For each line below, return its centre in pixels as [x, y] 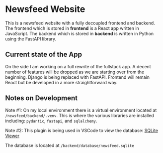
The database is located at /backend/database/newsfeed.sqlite [70, 145]
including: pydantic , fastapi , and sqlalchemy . [51, 121]
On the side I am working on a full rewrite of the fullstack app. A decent [78, 66]
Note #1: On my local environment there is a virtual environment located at [81, 110]
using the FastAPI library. [31, 39]
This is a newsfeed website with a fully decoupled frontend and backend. [80, 23]
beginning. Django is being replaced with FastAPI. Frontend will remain [78, 77]
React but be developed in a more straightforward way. [61, 82]
